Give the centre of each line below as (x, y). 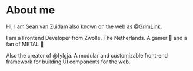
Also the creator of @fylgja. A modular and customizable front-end (87, 55)
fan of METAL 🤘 (25, 44)
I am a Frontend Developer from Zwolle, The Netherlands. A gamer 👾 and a (96, 38)
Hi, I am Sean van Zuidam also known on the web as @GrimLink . (84, 26)
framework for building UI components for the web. (68, 62)
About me (31, 10)
